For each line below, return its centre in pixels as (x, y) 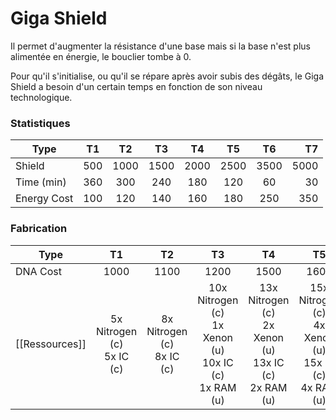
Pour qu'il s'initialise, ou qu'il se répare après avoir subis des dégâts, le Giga (167, 76)
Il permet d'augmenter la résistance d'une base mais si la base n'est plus (160, 46)
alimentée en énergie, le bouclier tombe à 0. (101, 56)
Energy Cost (44, 199)
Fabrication (39, 229)
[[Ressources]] (51, 344)
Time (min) (41, 182)
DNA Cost (38, 271)
